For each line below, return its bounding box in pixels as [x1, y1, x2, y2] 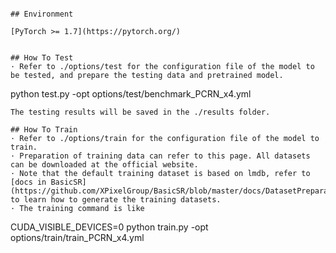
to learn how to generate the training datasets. [10, 195, 222, 205]
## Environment [10, 9, 74, 19]
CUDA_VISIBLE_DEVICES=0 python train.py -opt [10, 221, 209, 233]
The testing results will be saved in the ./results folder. [10, 107, 271, 117]
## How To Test [10, 53, 74, 63]
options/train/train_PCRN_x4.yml [10, 232, 145, 243]
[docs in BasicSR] [10, 177, 87, 187]
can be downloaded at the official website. [10, 160, 199, 170]
